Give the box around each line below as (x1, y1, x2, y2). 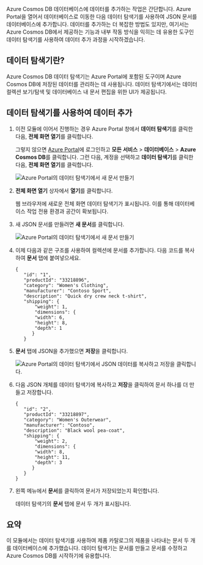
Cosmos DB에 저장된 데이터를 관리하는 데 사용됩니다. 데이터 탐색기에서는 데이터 (6, 80, 197, 87)
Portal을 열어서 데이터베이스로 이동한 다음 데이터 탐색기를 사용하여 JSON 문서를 (6, 13, 197, 20)
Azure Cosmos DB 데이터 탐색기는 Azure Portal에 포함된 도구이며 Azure (6, 73, 182, 80)
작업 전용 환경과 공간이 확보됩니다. (26, 207, 109, 215)
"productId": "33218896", (23, 277, 90, 283)
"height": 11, (34, 454, 70, 460)
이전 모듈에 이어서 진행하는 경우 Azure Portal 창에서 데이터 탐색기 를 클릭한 (15, 125, 193, 133)
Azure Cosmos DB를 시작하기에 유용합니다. (6, 552, 111, 560)
